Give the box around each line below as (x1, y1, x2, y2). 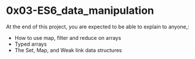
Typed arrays (14, 40, 47, 47)
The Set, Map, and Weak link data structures (14, 46, 122, 53)
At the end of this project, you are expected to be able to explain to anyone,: (6, 23, 189, 30)
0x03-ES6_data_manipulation (6, 4, 154, 17)
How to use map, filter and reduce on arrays (14, 34, 121, 41)
